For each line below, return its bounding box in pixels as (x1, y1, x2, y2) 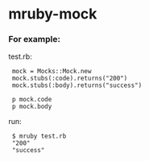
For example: (8, 34, 60, 45)
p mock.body (11, 102, 52, 111)
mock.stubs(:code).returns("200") (11, 74, 128, 83)
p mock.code (11, 96, 52, 104)
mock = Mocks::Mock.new (11, 68, 92, 76)
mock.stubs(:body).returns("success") (11, 81, 143, 89)
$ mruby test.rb (11, 132, 67, 141)
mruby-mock (8, 5, 97, 23)
